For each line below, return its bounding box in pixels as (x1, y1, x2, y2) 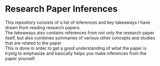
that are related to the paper (5, 40, 62, 46)
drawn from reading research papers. (5, 24, 81, 30)
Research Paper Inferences (5, 3, 118, 15)
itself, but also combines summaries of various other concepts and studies (5, 35, 156, 41)
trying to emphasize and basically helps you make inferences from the (5, 50, 147, 56)
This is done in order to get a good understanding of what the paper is (5, 45, 147, 51)
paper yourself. (5, 55, 36, 61)
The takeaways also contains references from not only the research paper (5, 30, 155, 35)
